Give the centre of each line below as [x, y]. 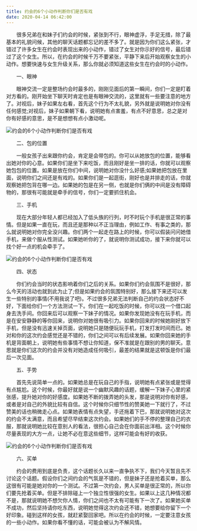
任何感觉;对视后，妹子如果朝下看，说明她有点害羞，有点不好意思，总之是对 [97, 111]
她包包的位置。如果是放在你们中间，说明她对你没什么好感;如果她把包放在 [94, 170]
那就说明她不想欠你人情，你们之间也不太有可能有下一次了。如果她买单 [106, 500]
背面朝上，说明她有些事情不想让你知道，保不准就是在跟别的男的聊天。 [101, 342]
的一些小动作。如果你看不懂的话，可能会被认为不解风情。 [75, 522]
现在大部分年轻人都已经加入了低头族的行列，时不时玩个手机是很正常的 [101, 217]
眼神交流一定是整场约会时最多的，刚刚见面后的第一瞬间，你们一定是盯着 [103, 89]
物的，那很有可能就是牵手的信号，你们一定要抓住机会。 [73, 192]
